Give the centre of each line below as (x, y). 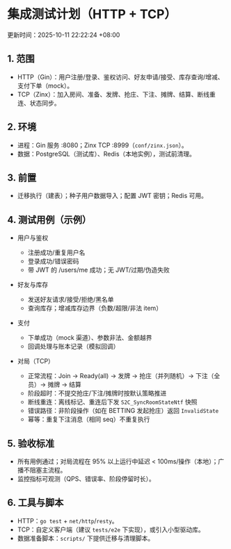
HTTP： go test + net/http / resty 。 (67, 521)
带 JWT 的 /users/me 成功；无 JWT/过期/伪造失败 (99, 270)
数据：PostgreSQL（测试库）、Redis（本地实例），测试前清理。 (106, 154)
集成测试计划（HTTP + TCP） (92, 14)
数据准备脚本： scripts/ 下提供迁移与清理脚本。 (86, 538)
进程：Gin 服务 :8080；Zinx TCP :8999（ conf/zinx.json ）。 (102, 145)
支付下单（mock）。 (45, 85)
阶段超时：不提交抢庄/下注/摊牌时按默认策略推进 (97, 393)
